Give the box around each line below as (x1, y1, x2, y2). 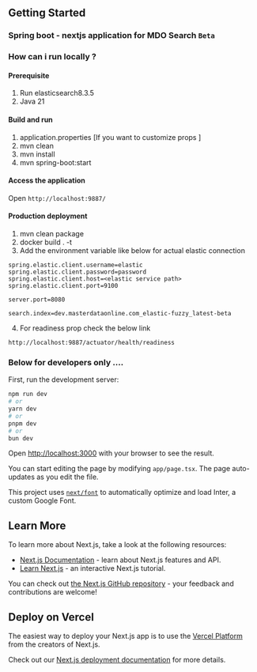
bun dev (8, 434, 34, 442)
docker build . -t (19, 237, 73, 247)
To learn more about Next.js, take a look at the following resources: (8, 540, 227, 549)
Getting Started (8, 6, 86, 20)
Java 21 (19, 96, 45, 106)
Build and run (8, 115, 53, 125)
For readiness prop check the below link (19, 323, 151, 333)
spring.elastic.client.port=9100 (8, 282, 119, 290)
